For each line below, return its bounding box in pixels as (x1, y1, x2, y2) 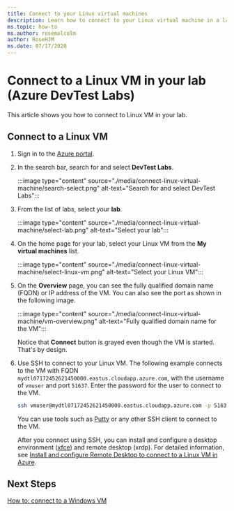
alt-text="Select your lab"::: (90, 225, 169, 234)
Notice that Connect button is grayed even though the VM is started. (17, 338, 214, 346)
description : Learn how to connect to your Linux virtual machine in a (7, 17, 219, 24)
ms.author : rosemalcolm (7, 29, 77, 37)
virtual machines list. (17, 246, 79, 255)
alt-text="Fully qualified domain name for (98, 317, 217, 325)
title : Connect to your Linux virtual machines (7, 10, 148, 17)
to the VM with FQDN (17, 366, 79, 374)
